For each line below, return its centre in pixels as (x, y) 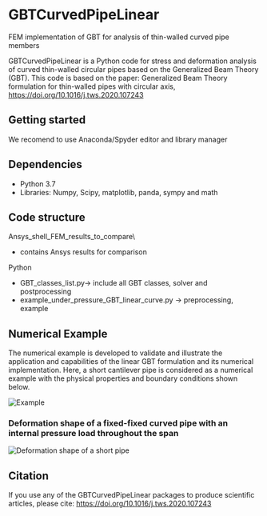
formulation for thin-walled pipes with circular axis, (92, 86)
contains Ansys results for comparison (84, 252)
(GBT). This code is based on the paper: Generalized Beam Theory (118, 78)
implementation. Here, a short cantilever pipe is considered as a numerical (131, 370)
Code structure (47, 217)
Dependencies (45, 164)
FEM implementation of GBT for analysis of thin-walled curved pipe (119, 37)
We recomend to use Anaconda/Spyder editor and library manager (118, 139)
